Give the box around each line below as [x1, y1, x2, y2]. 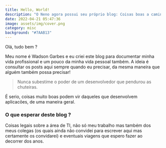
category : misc [5, 26, 37, 31]
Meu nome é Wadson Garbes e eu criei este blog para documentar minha [5, 53, 155, 59]
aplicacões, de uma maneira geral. [5, 99, 76, 104]
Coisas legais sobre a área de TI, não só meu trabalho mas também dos [5, 122, 151, 129]
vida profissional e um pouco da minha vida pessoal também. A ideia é [5, 59, 149, 64]
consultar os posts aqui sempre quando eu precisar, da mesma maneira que [5, 64, 160, 70]
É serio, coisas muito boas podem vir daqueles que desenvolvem [5, 94, 137, 99]
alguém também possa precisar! [5, 69, 71, 75]
